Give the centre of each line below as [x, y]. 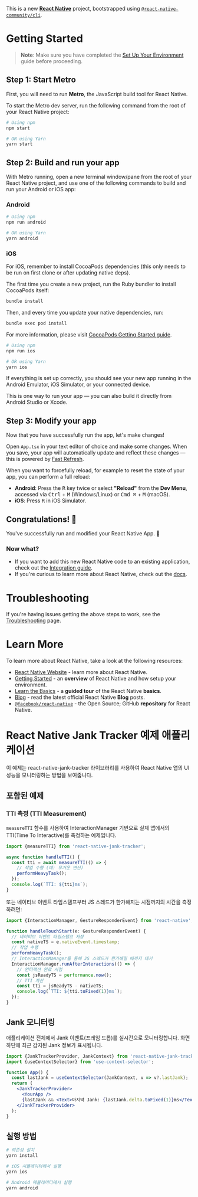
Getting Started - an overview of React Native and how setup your [95, 679]
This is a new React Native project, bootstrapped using [73, 9]
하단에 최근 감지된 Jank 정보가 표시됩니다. [55, 1045]
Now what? [23, 548]
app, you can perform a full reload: [48, 477]
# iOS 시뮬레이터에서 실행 [34, 1166]
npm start [18, 128]
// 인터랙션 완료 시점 [39, 969]
